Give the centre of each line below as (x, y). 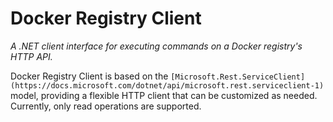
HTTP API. (31, 56)
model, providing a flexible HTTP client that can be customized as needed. (164, 95)
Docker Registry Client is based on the (89, 76)
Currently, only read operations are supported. (106, 106)
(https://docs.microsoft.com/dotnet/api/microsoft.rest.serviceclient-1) (167, 85)
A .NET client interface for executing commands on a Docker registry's (156, 46)
